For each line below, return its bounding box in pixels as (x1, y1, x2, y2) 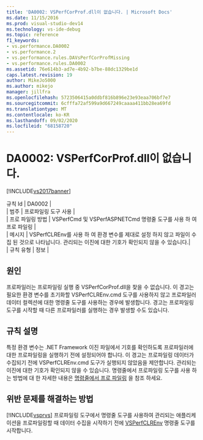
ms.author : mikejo (6, 83, 53, 90)
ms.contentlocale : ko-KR (6, 112, 70, 118)
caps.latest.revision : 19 (6, 72, 72, 78)
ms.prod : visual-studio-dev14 (6, 20, 84, 26)
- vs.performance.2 (6, 49, 56, 55)
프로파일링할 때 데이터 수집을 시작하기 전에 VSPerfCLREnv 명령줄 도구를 (22, 419, 196, 426)
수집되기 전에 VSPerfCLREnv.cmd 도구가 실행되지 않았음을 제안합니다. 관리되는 (6, 358, 197, 366)
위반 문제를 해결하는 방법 (6, 394, 94, 404)
